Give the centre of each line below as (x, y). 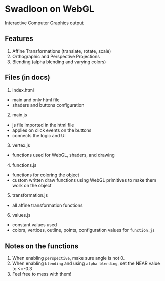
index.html (23, 90)
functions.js (24, 165)
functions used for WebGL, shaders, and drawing (63, 155)
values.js (21, 215)
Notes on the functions (42, 246)
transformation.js (30, 195)
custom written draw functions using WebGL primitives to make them (84, 180)
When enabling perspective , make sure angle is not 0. (68, 258)
